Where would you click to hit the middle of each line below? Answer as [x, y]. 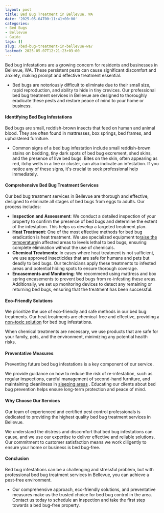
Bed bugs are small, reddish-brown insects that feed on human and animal [80, 128]
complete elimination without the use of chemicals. [63, 247]
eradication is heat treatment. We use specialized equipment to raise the [85, 237]
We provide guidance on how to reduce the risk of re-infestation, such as [79, 374]
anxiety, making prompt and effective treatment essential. [63, 75]
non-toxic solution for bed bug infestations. [49, 322]
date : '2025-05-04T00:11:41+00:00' [41, 19]
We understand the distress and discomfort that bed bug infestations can [79, 431]
